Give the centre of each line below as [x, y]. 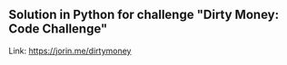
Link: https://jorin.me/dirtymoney [70, 51]
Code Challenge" [58, 29]
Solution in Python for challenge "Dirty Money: [143, 15]
